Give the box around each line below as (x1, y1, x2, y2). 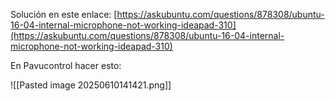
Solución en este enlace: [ (10, 9, 118, 20)
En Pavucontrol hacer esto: (10, 60, 122, 71)
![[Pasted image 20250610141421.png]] (10, 79, 172, 91)
